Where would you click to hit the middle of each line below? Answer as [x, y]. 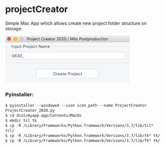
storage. [14, 28]
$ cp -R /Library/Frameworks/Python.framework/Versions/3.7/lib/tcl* [79, 126]
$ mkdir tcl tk [21, 121]
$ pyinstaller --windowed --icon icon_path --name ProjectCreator [76, 106]
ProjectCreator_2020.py [30, 111]
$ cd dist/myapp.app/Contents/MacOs [43, 116]
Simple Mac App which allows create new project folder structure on [76, 23]
